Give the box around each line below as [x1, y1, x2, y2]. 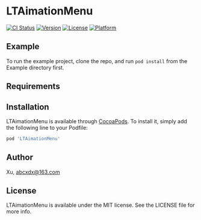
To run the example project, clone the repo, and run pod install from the [6, 57, 188, 64]
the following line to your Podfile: [6, 124, 88, 131]
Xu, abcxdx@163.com [6, 168, 60, 176]
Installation [6, 102, 49, 112]
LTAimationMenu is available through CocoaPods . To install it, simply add [6, 117, 188, 124]
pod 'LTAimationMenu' [6, 135, 61, 142]
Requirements [6, 81, 60, 91]
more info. [6, 208, 32, 215]
